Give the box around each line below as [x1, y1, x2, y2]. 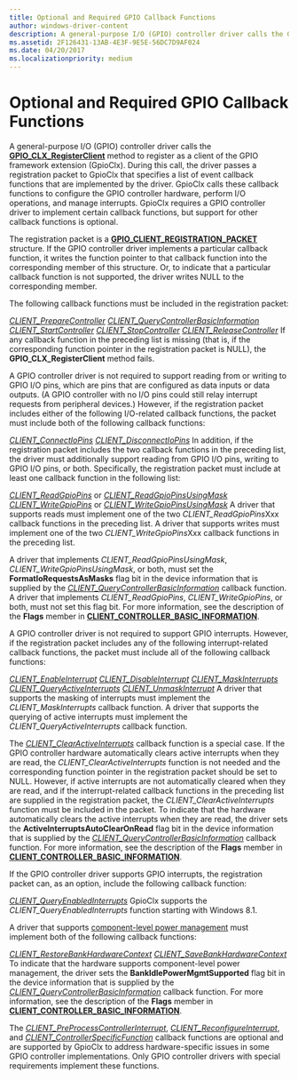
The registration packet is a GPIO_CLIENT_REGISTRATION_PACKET [9, 233, 258, 244]
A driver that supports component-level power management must [9, 922, 249, 932]
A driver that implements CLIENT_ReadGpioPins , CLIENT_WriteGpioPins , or [9, 592, 283, 603]
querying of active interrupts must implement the [9, 711, 188, 722]
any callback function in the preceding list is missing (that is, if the [9, 334, 251, 345]
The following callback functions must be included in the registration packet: [9, 298, 289, 308]
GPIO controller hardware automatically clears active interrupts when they [9, 748, 279, 758]
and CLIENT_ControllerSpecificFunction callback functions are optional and [9, 1032, 284, 1043]
